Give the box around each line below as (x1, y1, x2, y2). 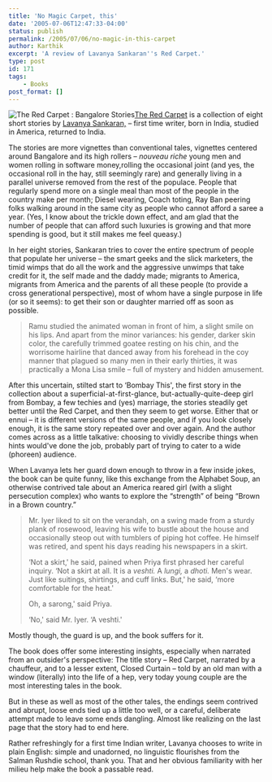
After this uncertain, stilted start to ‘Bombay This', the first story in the (8, 380, 242, 391)
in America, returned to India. (8, 127, 106, 137)
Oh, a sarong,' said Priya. (28, 599, 112, 609)
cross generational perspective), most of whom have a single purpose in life (8, 288, 263, 298)
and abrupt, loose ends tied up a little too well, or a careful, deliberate (8, 706, 241, 715)
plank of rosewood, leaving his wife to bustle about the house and (28, 524, 249, 534)
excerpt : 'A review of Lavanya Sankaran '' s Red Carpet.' (8, 50, 205, 58)
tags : (8, 72, 27, 81)
